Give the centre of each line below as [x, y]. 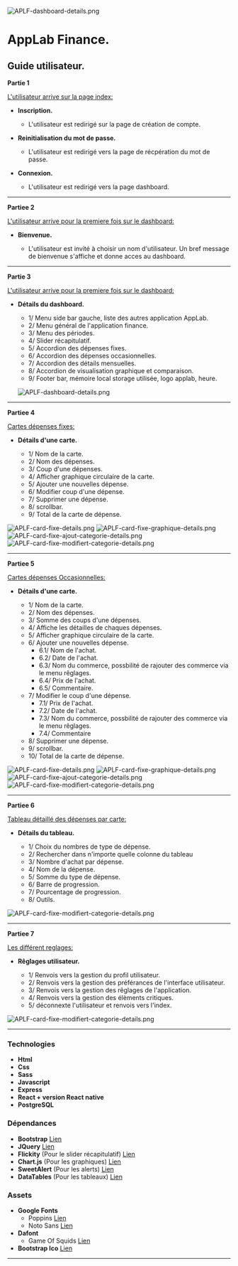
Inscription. [35, 111]
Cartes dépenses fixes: [41, 426]
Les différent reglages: [40, 948]
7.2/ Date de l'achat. [68, 710]
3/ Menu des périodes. [61, 333]
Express [30, 1090]
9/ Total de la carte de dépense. [75, 514]
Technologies [31, 1044]
